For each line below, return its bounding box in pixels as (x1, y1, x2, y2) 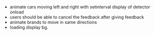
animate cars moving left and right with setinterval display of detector (9, 4, 151, 10)
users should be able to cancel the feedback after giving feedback (9, 14, 144, 20)
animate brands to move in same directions (9, 19, 97, 25)
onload (9, 9, 24, 15)
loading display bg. (9, 24, 49, 30)
